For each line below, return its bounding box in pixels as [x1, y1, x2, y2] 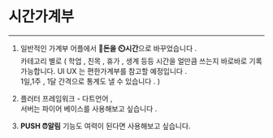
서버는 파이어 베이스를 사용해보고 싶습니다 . [19, 103, 158, 114]
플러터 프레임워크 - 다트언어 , [19, 93, 113, 103]
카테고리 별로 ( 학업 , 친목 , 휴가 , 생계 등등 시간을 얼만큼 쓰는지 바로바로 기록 [19, 56, 262, 66]
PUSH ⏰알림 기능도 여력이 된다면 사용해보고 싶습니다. [19, 121, 191, 131]
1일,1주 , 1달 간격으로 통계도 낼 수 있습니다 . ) [19, 76, 161, 86]
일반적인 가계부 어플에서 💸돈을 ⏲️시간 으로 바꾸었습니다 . [19, 43, 197, 53]
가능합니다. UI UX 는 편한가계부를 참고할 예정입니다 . [19, 66, 188, 75]
